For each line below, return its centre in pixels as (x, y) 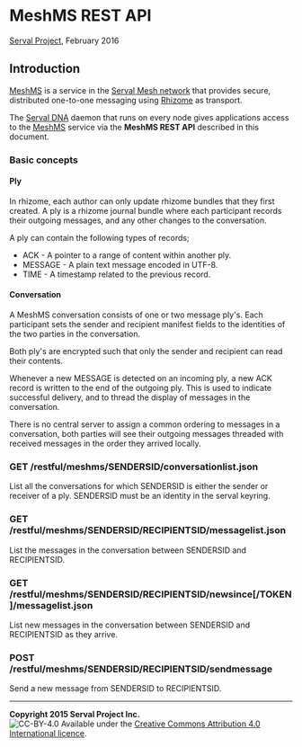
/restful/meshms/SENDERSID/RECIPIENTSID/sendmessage (141, 669)
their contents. (36, 361)
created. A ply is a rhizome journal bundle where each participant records (146, 210)
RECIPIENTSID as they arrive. (64, 634)
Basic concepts (44, 160)
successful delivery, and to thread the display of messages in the (130, 397)
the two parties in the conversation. (75, 334)
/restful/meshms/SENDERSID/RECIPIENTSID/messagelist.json (147, 530)
